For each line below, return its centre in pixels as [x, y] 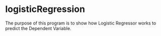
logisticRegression [45, 9]
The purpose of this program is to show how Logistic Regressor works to [81, 23]
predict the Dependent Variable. [38, 28]
